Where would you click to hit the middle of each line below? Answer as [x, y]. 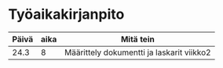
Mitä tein [137, 39]
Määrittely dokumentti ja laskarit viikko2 [137, 52]
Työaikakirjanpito [66, 14]
